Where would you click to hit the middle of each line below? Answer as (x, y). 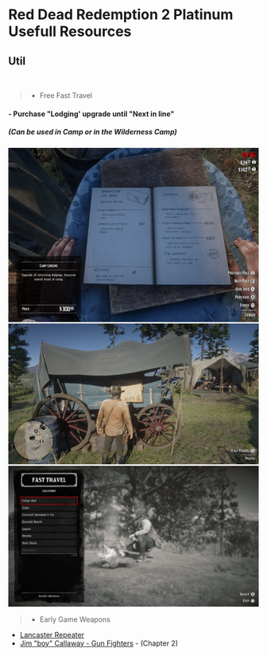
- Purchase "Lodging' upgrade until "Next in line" (91, 114)
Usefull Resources (70, 31)
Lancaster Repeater (52, 635)
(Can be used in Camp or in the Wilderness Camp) (93, 132)
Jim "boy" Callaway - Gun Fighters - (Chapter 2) (99, 643)
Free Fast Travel (66, 96)
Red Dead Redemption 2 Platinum (121, 15)
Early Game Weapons (75, 619)
